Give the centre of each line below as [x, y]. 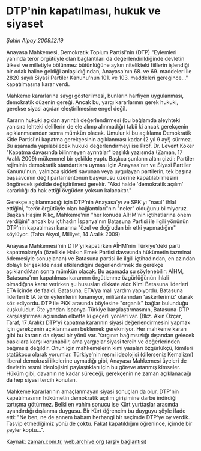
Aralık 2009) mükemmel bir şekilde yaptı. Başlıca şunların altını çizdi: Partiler [100, 158]
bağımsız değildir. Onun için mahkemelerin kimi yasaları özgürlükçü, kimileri [100, 348]
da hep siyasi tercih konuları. [42, 379]
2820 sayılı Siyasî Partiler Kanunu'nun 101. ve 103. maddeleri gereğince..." [97, 78]
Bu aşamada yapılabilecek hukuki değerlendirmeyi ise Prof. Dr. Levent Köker [100, 146]
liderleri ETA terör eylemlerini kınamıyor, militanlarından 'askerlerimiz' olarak [100, 296]
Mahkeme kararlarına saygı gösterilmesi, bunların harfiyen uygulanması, [95, 96]
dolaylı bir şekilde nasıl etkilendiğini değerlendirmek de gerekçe [85, 265]
